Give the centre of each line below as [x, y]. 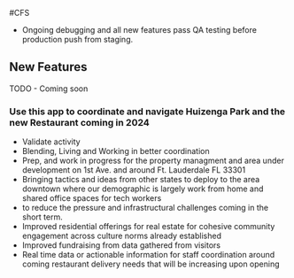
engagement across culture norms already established [121, 236]
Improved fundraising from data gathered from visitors [121, 245]
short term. [43, 217]
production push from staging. [77, 39]
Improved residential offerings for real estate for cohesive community [148, 227]
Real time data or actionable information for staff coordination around [148, 255]
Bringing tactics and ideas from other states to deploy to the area [141, 180]
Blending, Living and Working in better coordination [116, 151]
